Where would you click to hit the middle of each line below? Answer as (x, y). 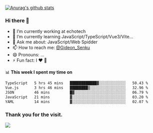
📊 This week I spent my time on (39, 72)
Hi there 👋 (17, 20)
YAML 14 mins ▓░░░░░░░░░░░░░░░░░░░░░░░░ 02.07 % (77, 102)
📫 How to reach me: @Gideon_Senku (51, 48)
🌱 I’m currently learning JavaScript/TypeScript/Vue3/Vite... (73, 37)
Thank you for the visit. (34, 115)
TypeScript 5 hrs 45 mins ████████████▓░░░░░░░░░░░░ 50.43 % (77, 83)
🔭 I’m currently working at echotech (49, 31)
